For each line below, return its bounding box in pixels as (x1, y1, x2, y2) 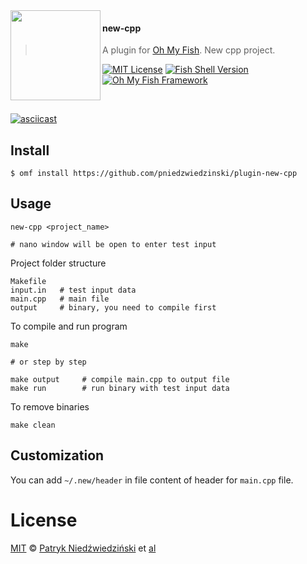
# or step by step (10, 357, 87, 367)
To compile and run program (10, 320, 128, 332)
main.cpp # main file (10, 294, 110, 304)
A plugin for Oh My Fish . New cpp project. (102, 44, 276, 56)
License (10, 509, 78, 531)
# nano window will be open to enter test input (10, 239, 217, 249)
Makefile (10, 276, 47, 286)
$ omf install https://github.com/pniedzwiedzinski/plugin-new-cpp (10, 169, 298, 179)
